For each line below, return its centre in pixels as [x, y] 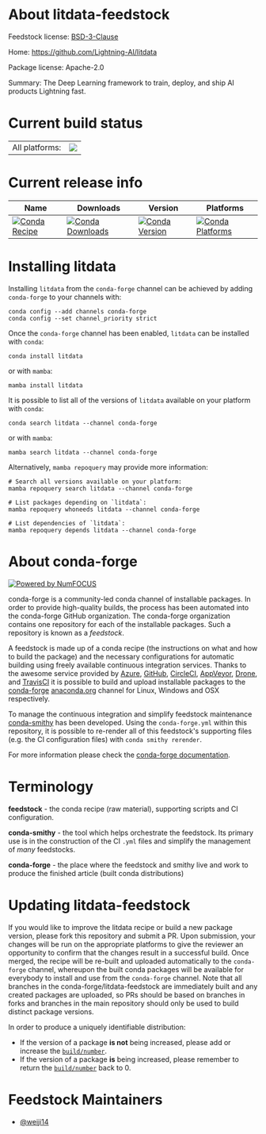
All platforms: [37, 147]
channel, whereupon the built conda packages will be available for [135, 969]
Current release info [76, 183]
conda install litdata [46, 356]
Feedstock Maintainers [85, 1099]
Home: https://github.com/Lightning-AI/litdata [83, 52]
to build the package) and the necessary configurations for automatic [122, 656]
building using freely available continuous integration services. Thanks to [127, 665]
